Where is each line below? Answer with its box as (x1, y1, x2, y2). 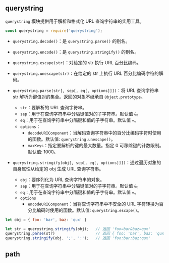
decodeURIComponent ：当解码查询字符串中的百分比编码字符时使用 (27, 129, 161, 136)
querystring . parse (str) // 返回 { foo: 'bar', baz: (5, 231, 153, 236)
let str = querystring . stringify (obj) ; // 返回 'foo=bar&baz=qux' (5, 226, 151, 232)
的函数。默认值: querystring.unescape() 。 (27, 136, 116, 142)
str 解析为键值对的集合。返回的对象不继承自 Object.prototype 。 (12, 94, 145, 100)
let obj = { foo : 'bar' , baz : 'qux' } (5, 217, 87, 222)
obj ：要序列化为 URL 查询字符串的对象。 (20, 177, 105, 183)
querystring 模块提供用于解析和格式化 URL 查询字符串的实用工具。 (5, 18, 144, 24)
